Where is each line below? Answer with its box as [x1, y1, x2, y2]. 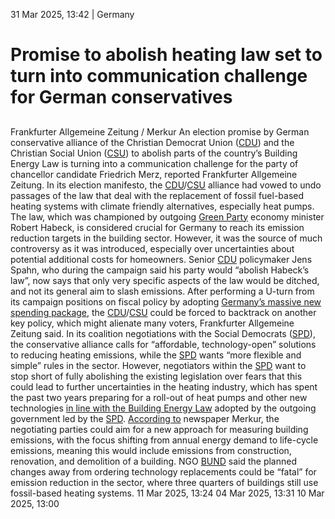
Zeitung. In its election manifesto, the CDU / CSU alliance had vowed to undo [10, 179, 322, 191]
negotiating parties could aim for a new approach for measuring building [10, 423, 309, 435]
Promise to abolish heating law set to [10, 44, 323, 66]
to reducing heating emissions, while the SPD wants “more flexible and [10, 349, 302, 361]
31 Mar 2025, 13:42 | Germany [10, 9, 135, 20]
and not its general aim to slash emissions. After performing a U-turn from [10, 285, 315, 297]
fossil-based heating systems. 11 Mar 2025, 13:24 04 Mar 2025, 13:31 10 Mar [10, 487, 325, 499]
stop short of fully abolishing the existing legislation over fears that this [10, 370, 303, 382]
